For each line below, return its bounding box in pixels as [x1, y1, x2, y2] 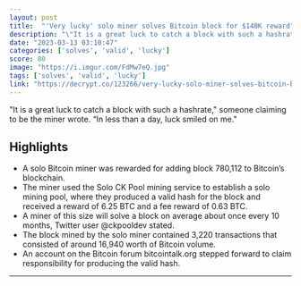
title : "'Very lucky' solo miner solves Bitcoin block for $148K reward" [9, 21, 295, 30]
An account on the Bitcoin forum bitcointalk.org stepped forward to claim [21, 248, 292, 259]
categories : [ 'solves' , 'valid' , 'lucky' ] [9, 46, 170, 55]
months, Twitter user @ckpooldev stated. [21, 220, 175, 231]
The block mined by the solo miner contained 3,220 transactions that [21, 230, 278, 240]
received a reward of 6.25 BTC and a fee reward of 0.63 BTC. [21, 201, 248, 212]
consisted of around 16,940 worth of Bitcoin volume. [21, 239, 217, 250]
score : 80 [9, 55, 47, 63]
